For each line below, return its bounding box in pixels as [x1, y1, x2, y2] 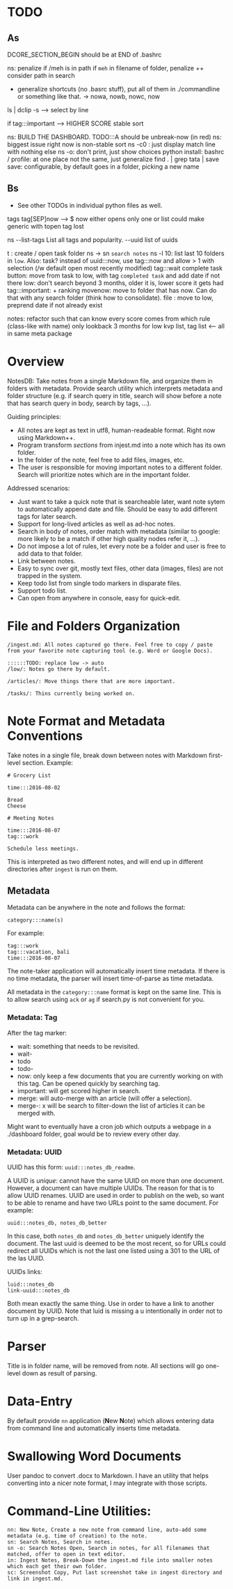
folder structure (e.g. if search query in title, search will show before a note [7, 391, 222, 400]
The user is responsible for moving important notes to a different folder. [17, 463, 223, 471]
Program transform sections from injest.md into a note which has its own [17, 441, 226, 449]
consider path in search [7, 71, 75, 79]
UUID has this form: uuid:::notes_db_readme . [7, 1163, 136, 1171]
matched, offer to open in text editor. [7, 1551, 127, 1558]
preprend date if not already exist [7, 301, 103, 309]
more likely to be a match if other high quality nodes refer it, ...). [17, 534, 200, 542]
